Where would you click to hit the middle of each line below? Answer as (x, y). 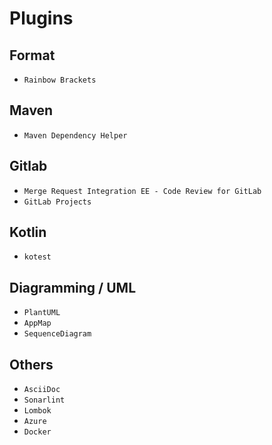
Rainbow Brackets (60, 80)
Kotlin (28, 232)
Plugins (41, 18)
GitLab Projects (57, 202)
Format (32, 55)
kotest (37, 257)
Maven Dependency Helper (75, 135)
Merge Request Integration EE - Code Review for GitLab (142, 191)
